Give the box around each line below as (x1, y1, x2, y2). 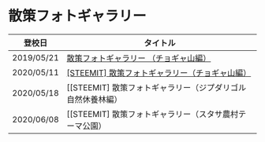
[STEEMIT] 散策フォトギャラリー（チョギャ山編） (66, 67, 252, 78)
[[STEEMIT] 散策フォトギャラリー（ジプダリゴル (66, 82, 247, 93)
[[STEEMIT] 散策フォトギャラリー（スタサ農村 (66, 108, 239, 119)
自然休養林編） (66, 93, 122, 104)
